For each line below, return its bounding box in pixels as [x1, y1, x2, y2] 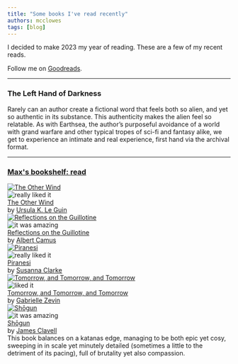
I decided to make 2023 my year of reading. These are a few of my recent [7, 43, 223, 52]
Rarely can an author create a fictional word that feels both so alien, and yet [7, 104, 228, 114]
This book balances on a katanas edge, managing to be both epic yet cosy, [7, 333, 227, 342]
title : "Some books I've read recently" [7, 10, 129, 18]
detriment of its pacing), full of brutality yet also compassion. [7, 348, 186, 357]
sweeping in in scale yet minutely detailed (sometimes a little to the [7, 341, 203, 350]
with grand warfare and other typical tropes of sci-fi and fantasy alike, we [7, 127, 222, 136]
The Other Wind [7, 198, 55, 206]
